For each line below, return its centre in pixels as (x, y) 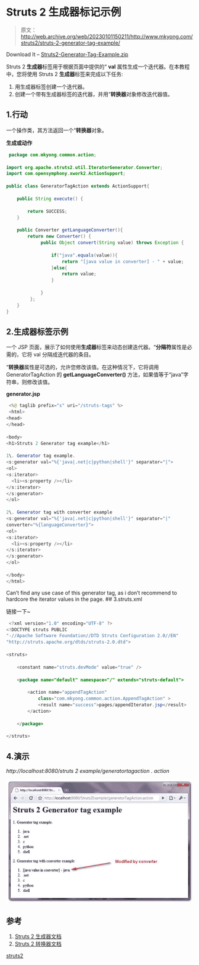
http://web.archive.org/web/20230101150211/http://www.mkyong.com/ (107, 36)
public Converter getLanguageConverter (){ (70, 230)
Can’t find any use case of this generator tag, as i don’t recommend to (92, 593)
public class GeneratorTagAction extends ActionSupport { (78, 186)
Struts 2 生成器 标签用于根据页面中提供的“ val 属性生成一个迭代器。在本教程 (98, 67)
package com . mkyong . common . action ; (52, 155)
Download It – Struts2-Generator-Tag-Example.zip (67, 54)
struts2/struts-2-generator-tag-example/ (70, 43)
